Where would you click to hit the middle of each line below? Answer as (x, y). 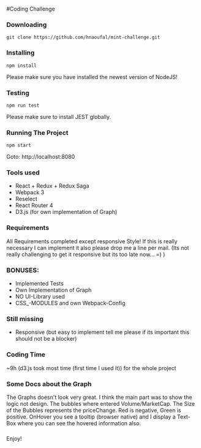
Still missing (25, 319)
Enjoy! (14, 438)
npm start (19, 146)
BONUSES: (23, 270)
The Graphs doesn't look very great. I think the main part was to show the (99, 397)
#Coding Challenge (31, 9)
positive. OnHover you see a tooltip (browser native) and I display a (91, 417)
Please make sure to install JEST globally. (59, 116)
